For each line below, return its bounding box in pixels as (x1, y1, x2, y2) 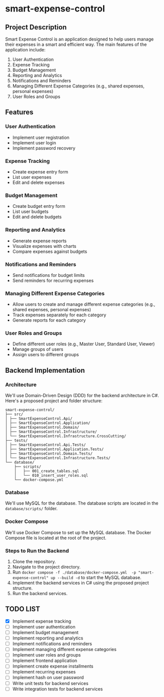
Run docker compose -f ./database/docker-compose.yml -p (12, 569, 136, 575)
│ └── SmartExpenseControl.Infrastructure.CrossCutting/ (5, 434, 126, 439)
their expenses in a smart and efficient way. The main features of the (5, 41, 147, 47)
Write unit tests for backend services (12, 680, 88, 686)
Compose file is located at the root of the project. (5, 535, 106, 541)
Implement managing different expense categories (12, 647, 116, 653)
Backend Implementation (5, 366, 85, 375)
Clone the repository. (12, 559, 56, 565)
